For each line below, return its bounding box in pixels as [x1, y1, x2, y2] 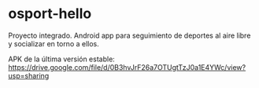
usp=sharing [8, 71, 50, 80]
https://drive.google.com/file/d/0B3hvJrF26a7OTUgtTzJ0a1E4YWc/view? [8, 62, 246, 71]
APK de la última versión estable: [8, 54, 116, 64]
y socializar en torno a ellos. [8, 38, 100, 48]
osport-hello [8, 5, 92, 23]
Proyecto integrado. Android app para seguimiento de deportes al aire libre [8, 31, 251, 40]
